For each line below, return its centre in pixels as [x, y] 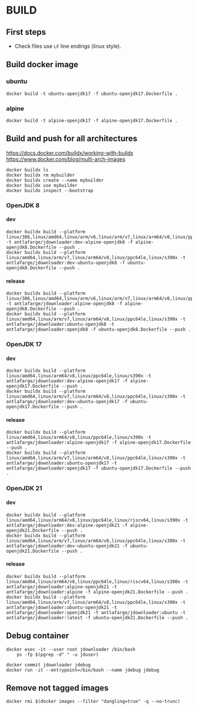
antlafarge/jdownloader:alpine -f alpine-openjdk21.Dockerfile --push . [97, 592]
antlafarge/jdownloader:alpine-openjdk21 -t [62, 587]
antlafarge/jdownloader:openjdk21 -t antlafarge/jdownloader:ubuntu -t [96, 612]
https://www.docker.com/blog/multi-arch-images [66, 159]
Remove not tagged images [57, 688]
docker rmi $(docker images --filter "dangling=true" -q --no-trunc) [93, 702]
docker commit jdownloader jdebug [49, 665]
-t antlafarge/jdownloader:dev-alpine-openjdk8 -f [70, 242]
